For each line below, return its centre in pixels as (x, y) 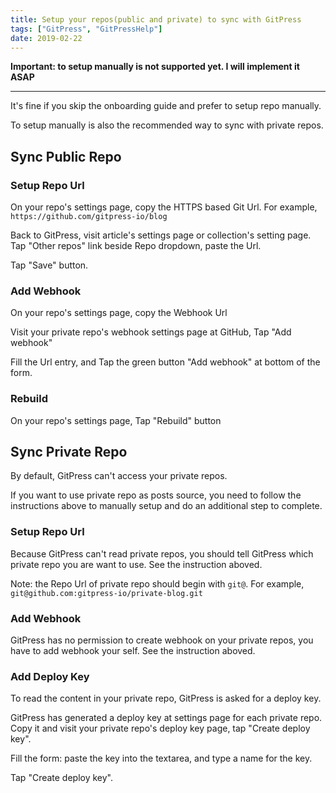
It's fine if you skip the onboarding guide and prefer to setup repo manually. (166, 106)
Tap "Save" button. (49, 265)
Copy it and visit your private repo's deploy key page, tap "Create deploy (160, 728)
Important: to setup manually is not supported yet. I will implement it (155, 67)
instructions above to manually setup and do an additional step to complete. (166, 506)
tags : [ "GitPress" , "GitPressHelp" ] (86, 29)
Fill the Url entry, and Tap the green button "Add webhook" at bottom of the (165, 362)
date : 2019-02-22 (46, 38)
